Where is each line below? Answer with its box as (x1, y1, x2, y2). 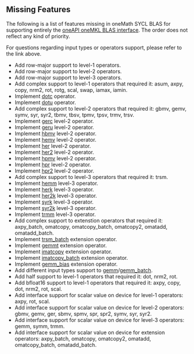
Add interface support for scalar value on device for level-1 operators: (14, 291, 183, 298)
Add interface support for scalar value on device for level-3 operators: (14, 316, 185, 324)
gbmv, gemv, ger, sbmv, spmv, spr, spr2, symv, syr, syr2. (14, 310, 152, 317)
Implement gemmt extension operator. (14, 242, 107, 249)
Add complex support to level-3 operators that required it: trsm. (14, 173, 168, 180)
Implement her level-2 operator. (14, 142, 91, 149)
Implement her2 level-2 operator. (14, 149, 94, 156)
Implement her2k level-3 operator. (14, 192, 97, 199)
